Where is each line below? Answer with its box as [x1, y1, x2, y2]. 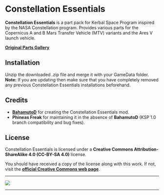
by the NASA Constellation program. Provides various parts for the [5, 24, 139, 30]
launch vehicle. [5, 35, 36, 41]
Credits [5, 96, 28, 104]
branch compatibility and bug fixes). [12, 119, 85, 125]
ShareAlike [5, 152, 28, 157]
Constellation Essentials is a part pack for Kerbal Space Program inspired [5, 19, 155, 25]
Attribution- [134, 146, 159, 152]
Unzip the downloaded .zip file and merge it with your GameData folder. [5, 72, 149, 78]
